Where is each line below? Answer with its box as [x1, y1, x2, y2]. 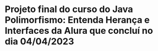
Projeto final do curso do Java [5, 4, 133, 15]
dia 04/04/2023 [5, 36, 74, 47]
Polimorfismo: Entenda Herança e [5, 14, 150, 26]
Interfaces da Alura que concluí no [5, 25, 153, 36]
